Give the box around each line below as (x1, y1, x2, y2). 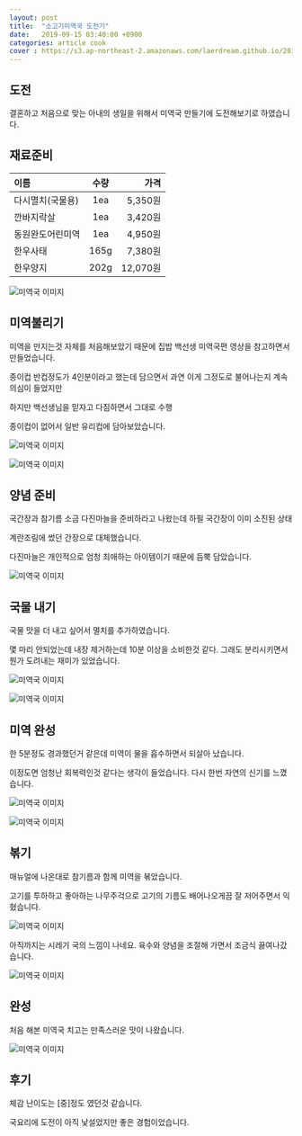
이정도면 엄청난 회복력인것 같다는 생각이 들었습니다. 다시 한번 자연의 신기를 (9, 767, 271, 778)
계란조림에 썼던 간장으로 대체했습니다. (9, 532, 142, 543)
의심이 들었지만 (9, 382, 63, 393)
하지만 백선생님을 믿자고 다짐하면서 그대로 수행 (9, 401, 173, 412)
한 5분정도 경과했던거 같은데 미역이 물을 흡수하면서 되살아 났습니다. (9, 748, 244, 758)
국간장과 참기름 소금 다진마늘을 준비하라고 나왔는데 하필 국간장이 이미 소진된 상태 (9, 514, 293, 524)
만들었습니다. (9, 352, 56, 362)
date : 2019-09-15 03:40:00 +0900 (9, 30, 143, 39)
